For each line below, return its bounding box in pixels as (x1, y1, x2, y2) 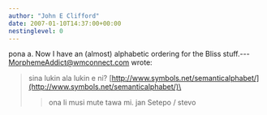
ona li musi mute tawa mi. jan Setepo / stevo (48, 98, 196, 108)
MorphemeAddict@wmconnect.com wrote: (8, 57, 153, 67)
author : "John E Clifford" (8, 11, 100, 20)
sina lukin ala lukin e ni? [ (28, 74, 112, 83)
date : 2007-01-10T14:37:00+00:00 (8, 19, 122, 28)
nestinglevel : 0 (8, 27, 63, 35)
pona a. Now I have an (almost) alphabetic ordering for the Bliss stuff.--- (8, 49, 250, 59)
